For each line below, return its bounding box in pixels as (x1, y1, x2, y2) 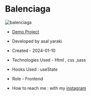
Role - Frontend (12, 76, 43, 81)
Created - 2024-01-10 (12, 48, 56, 53)
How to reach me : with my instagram (12, 85, 87, 91)
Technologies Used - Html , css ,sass (12, 57, 86, 63)
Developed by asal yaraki (12, 38, 62, 44)
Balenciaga (5, 3, 51, 15)
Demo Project (12, 29, 39, 34)
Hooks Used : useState (12, 66, 58, 72)
